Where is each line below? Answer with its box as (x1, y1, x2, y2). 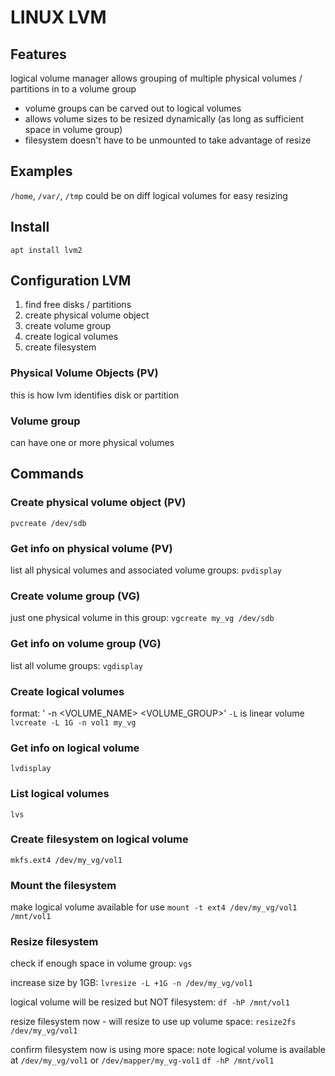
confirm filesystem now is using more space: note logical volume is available (10, 1044, 326, 1056)
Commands (10, 466, 85, 483)
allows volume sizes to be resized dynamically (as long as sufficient (24, 113, 305, 125)
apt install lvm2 (10, 245, 83, 255)
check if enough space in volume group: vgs (10, 957, 193, 970)
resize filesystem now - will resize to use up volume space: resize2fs (10, 1016, 297, 1028)
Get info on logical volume (10, 741, 140, 755)
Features (10, 46, 67, 63)
